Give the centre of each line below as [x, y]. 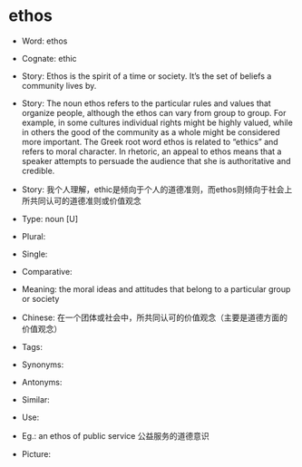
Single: [34, 254]
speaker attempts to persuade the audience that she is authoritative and [156, 161]
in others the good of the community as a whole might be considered [151, 131]
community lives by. [59, 85]
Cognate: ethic [49, 58]
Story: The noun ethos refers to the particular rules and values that [146, 103]
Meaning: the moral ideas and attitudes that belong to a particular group [156, 289]
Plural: [34, 236]
